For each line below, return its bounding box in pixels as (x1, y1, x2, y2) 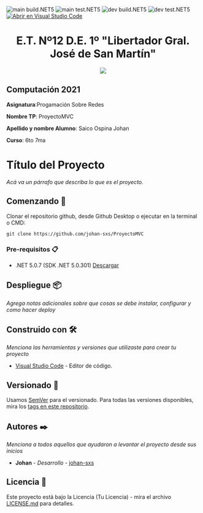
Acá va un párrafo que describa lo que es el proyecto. (6, 178, 144, 185)
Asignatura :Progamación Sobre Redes (6, 101, 104, 108)
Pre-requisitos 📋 (6, 245, 58, 254)
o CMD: (6, 218, 26, 226)
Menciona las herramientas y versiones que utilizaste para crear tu (6, 344, 177, 351)
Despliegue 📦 (6, 280, 62, 291)
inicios (6, 447, 23, 455)
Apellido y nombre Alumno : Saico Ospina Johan (6, 125, 129, 132)
